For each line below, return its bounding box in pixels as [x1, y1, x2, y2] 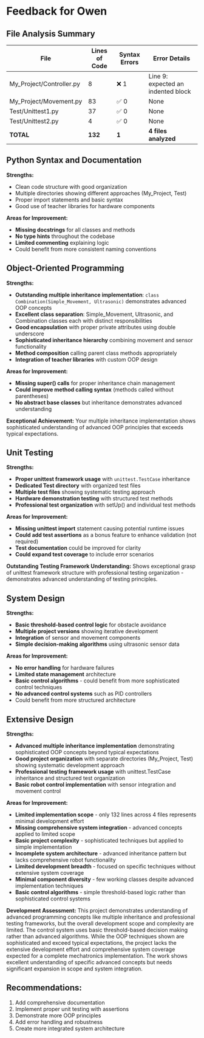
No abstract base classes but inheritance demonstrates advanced [15, 399, 182, 406]
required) [15, 538, 39, 545]
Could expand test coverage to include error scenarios [15, 551, 154, 558]
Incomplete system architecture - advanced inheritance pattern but [15, 850, 187, 857]
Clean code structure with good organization [15, 183, 127, 190]
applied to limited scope [15, 830, 76, 838]
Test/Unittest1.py [9, 107, 59, 115]
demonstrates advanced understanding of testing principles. [6, 575, 158, 583]
